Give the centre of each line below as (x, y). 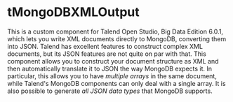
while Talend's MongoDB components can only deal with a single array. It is (116, 83)
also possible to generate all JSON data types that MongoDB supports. (110, 91)
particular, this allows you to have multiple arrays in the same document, (112, 76)
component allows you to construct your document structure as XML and (113, 61)
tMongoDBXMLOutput (74, 12)
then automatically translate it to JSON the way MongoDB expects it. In (110, 68)
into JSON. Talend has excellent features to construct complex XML (105, 46)
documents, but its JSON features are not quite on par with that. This (107, 54)
